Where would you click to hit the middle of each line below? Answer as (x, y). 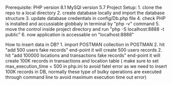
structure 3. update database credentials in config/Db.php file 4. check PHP (85, 18)
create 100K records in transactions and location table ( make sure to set (82, 61)
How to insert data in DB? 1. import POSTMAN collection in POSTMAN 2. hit (85, 45)
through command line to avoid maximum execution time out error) (76, 77)
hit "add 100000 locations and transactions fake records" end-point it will (83, 55)
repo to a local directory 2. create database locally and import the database (85, 13)
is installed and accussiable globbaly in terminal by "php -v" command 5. (83, 24)
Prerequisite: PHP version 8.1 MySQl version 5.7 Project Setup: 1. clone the (84, 7)
